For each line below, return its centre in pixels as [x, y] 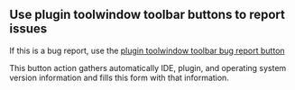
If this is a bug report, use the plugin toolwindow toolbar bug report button [147, 50]
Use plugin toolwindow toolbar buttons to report [147, 15]
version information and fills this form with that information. [120, 77]
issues [28, 29]
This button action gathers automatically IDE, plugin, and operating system [148, 67]
